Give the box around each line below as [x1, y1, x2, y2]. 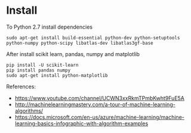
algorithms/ [14, 107, 44, 114]
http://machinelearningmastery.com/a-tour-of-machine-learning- [14, 101, 176, 108]
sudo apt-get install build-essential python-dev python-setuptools [6, 35, 180, 41]
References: [6, 83, 36, 90]
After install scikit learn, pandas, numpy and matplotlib [6, 50, 140, 57]
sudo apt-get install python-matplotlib [6, 72, 109, 78]
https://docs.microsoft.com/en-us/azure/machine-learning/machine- [14, 113, 185, 120]
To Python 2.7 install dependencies [6, 23, 93, 30]
